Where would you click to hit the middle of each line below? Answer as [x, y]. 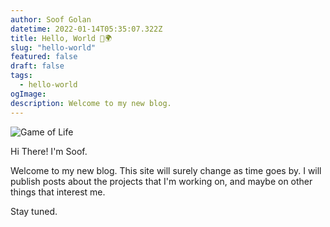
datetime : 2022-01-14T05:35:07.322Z [86, 29]
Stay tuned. [34, 211]
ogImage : [28, 94]
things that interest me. [58, 192]
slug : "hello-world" [53, 47]
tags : [21, 76]
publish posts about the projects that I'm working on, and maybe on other [161, 181]
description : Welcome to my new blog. [91, 103]
